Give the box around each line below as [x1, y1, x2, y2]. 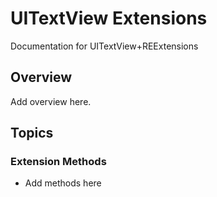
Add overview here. [10, 95, 92, 107]
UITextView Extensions [10, 7, 208, 30]
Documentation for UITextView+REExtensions [10, 40, 199, 52]
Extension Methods [10, 155, 107, 169]
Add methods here [24, 177, 102, 189]
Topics [10, 125, 54, 142]
